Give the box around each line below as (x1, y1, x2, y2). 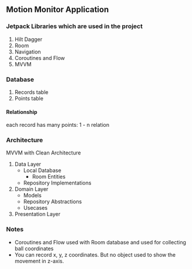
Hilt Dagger (14, 35, 43, 43)
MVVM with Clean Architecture (6, 149, 81, 156)
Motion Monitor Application (6, 5, 109, 15)
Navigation (14, 48, 41, 55)
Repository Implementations (23, 179, 92, 187)
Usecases (23, 204, 48, 211)
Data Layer (14, 161, 41, 168)
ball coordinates (14, 245, 54, 252)
